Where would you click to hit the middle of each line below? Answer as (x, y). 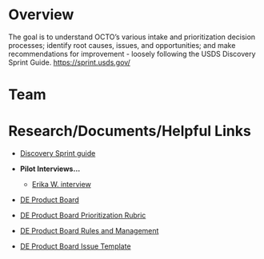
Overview (41, 15)
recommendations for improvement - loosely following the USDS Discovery (132, 54)
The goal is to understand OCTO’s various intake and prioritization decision (132, 37)
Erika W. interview (62, 185)
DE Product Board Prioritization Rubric (83, 215)
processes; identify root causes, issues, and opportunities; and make (122, 45)
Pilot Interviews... (50, 169)
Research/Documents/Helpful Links (130, 131)
